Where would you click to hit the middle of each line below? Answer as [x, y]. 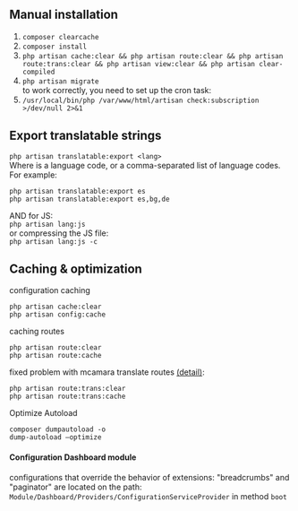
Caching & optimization [76, 269]
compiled [38, 72]
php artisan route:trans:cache [68, 397]
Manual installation [64, 15]
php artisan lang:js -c [54, 241]
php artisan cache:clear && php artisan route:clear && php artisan [153, 56]
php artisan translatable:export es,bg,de [89, 199]
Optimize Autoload [43, 413]
